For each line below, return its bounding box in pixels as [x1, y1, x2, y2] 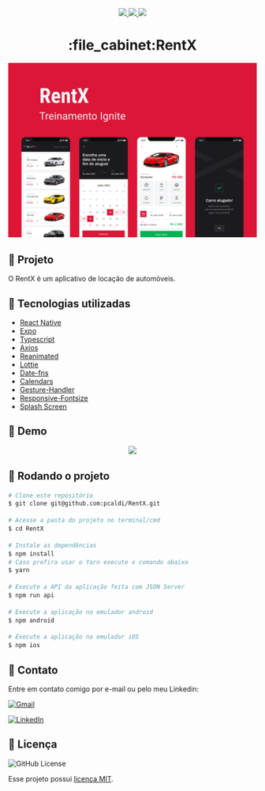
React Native [19, 318, 62, 327]
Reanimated [19, 351, 59, 360]
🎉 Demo [8, 424, 47, 438]
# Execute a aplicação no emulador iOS [8, 633, 140, 641]
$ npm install [8, 549, 55, 558]
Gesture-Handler [19, 385, 75, 394]
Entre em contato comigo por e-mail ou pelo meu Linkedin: [8, 684, 200, 694]
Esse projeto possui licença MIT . [8, 774, 114, 783]
